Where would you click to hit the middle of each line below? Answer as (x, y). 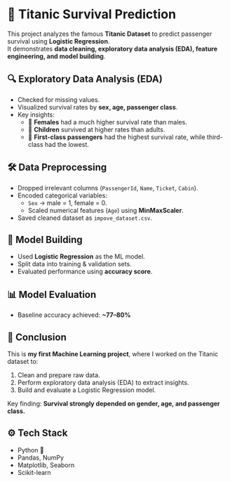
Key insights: (36, 115)
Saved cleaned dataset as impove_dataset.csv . (85, 218)
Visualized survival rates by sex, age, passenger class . (97, 107)
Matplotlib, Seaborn (46, 465)
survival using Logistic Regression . (59, 41)
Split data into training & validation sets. (74, 264)
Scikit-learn (34, 472)
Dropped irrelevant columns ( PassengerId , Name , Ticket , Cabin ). (108, 188)
